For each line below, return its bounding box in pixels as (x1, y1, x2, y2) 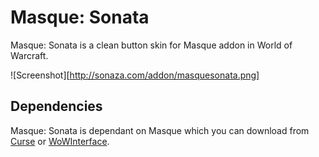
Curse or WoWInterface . (10, 135, 110, 147)
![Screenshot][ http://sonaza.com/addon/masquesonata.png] (10, 69, 260, 81)
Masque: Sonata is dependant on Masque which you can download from (10, 124, 310, 136)
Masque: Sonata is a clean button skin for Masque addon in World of (10, 39, 293, 51)
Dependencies (10, 98, 103, 115)
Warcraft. (10, 49, 49, 61)
